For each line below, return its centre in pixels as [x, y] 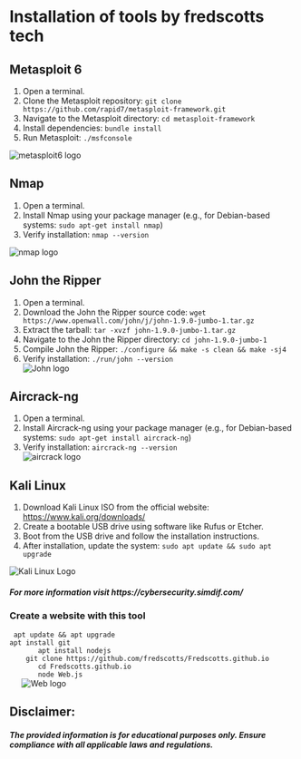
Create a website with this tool [78, 616]
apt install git [40, 642]
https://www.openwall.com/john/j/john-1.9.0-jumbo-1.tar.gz [138, 321]
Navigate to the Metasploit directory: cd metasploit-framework [139, 118]
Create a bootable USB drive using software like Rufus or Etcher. [143, 527]
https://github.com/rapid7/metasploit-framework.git [124, 110]
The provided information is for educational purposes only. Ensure [138, 735]
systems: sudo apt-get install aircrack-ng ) [107, 438]
